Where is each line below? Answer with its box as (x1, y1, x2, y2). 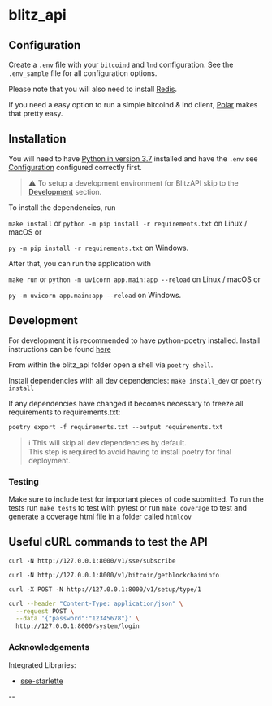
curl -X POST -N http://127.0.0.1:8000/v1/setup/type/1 (8, 585, 201, 594)
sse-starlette (19, 676, 63, 686)
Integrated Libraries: (8, 660, 76, 669)
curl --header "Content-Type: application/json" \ (8, 599, 183, 607)
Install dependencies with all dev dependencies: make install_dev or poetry (8, 375, 262, 385)
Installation (8, 132, 67, 146)
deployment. (28, 455, 71, 465)
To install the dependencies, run (8, 202, 116, 213)
